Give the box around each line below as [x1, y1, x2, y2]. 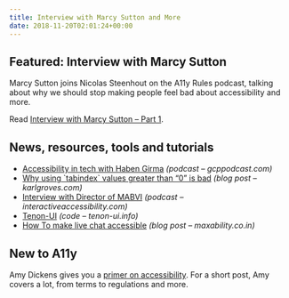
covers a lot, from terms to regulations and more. [9, 278, 189, 289]
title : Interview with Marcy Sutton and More [9, 12, 181, 22]
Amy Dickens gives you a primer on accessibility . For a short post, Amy [9, 269, 269, 280]
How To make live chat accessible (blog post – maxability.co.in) [21, 220, 255, 231]
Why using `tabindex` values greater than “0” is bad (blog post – [21, 173, 258, 183]
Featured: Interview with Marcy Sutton [9, 54, 227, 69]
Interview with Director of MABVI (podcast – [21, 192, 184, 203]
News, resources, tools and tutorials [9, 140, 214, 155]
